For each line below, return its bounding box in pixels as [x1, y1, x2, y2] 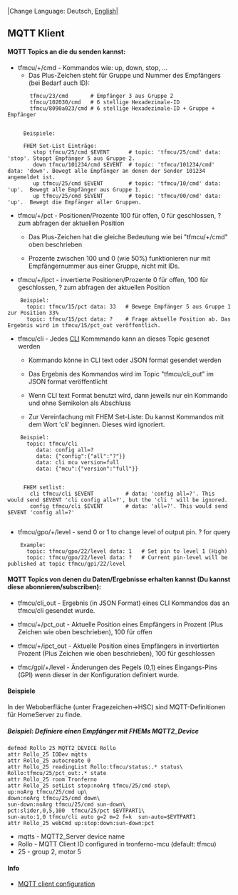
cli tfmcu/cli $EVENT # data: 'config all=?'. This [29, 490, 215, 497]
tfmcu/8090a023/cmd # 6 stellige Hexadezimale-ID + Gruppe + [29, 104, 215, 112]
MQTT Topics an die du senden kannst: [7, 47, 126, 56]
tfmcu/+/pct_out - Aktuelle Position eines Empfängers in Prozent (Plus [17, 620, 223, 629]
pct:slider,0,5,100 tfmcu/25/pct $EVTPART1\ [7, 807, 145, 814]
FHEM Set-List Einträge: [23, 142, 98, 149]
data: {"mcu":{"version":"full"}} [36, 465, 139, 472]
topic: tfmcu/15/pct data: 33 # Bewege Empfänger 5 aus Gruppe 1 [26, 303, 232, 310]
